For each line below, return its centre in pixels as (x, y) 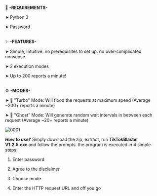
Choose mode (26, 178)
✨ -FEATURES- (21, 41)
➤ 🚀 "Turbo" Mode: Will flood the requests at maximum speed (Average (78, 100)
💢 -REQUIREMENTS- (26, 8)
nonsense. (16, 57)
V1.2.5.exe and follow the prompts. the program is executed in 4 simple (78, 145)
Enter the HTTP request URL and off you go (57, 188)
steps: (11, 150)
